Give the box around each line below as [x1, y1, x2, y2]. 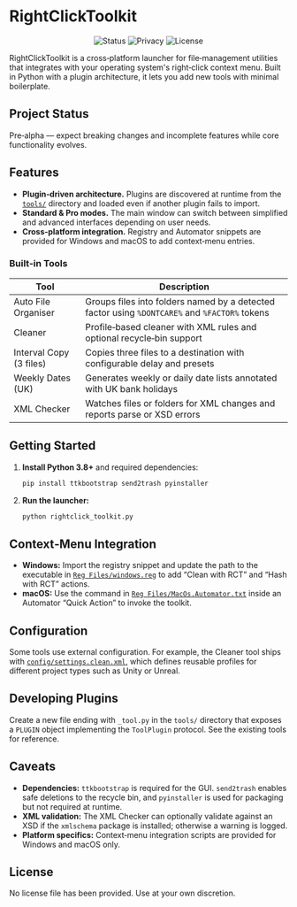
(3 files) [13, 357, 47, 369]
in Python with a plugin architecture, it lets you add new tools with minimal [9, 71, 279, 81]
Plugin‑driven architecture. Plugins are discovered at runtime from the [21, 188, 282, 199]
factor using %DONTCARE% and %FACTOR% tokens [85, 306, 270, 319]
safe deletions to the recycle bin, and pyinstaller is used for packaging [21, 792, 284, 803]
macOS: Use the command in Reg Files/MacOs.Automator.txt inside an [21, 588, 282, 599]
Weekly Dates [13, 372, 72, 384]
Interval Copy [13, 346, 70, 358]
